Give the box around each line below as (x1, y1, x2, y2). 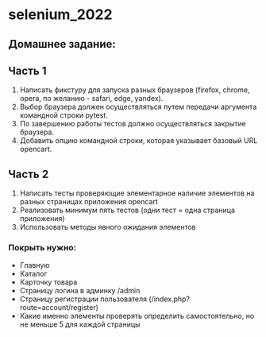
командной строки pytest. (19, 110, 109, 120)
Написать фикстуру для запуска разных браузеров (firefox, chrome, (19, 85, 250, 95)
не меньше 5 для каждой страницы (19, 320, 141, 329)
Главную (19, 260, 50, 269)
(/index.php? (148, 294, 191, 304)
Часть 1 (8, 64, 47, 77)
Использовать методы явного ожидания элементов (19, 223, 196, 232)
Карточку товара (19, 277, 78, 287)
